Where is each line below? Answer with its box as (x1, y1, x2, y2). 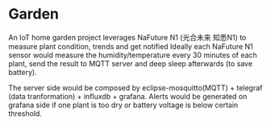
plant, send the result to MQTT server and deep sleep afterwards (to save (8, 58, 252, 69)
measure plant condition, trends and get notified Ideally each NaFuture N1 (8, 41, 254, 51)
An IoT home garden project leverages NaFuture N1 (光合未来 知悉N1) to (8, 32, 247, 42)
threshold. (8, 108, 43, 118)
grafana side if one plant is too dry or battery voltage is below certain (8, 100, 239, 110)
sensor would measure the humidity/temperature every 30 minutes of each (8, 50, 258, 60)
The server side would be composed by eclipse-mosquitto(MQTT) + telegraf (8, 82, 263, 93)
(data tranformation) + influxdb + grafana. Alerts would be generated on (8, 91, 248, 101)
